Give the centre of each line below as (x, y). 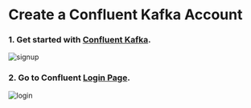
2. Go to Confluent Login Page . (69, 78)
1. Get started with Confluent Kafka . (80, 40)
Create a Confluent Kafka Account (125, 15)
